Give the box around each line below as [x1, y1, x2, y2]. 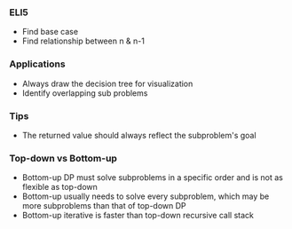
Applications [9, 58, 66, 70]
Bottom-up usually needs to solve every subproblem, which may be [21, 191, 270, 201]
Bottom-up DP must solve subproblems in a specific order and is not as [21, 172, 284, 183]
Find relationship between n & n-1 [21, 36, 145, 46]
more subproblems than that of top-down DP [21, 201, 186, 211]
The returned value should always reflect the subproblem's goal [21, 130, 256, 140]
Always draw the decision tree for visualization [21, 78, 193, 89]
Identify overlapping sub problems [21, 87, 148, 99]
